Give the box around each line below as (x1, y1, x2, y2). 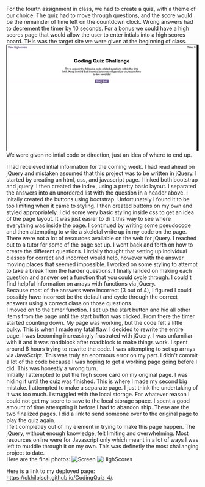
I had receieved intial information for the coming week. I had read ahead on (6, 163, 195, 171)
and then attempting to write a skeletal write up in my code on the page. (6, 228, 187, 236)
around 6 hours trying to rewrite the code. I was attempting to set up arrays (6, 345, 196, 352)
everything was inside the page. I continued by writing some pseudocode (6, 221, 191, 229)
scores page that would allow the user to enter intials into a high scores (6, 31, 186, 39)
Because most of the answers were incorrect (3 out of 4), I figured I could (6, 287, 192, 294)
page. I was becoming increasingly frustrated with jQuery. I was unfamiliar (6, 332, 193, 340)
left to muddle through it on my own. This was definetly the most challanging (6, 443, 199, 450)
